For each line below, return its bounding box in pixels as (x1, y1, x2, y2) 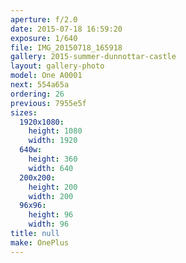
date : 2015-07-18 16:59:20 (10, 24, 123, 34)
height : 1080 (28, 126, 83, 136)
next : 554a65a (10, 80, 70, 90)
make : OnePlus (10, 237, 70, 248)
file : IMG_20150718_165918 (10, 42, 123, 53)
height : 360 (28, 154, 78, 164)
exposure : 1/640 (10, 33, 78, 43)
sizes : (10, 107, 38, 118)
